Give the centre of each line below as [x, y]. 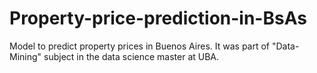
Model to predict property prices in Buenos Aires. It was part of [140, 46]
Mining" [25, 56]
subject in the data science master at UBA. [131, 56]
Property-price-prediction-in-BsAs [158, 18]
